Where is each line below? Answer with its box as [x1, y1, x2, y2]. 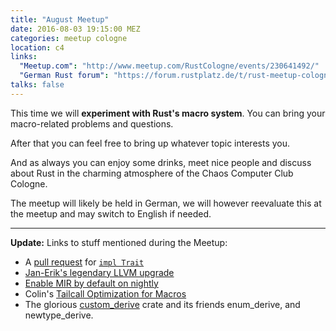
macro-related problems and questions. [10, 117, 174, 130]
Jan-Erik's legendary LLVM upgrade [24, 266, 175, 278]
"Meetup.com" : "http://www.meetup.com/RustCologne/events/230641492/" [19, 61, 320, 71]
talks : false [10, 80, 65, 90]
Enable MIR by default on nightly [24, 277, 159, 289]
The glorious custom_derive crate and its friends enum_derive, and [24, 298, 301, 310]
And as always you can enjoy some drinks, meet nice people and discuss [10, 156, 312, 168]
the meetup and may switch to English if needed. [10, 207, 212, 220]
